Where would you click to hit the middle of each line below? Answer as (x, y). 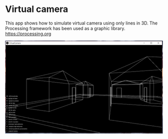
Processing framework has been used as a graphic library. (65, 28)
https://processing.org (28, 33)
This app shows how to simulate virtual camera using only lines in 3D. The (81, 23)
